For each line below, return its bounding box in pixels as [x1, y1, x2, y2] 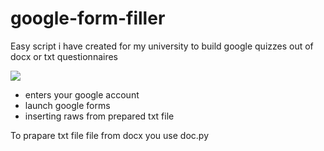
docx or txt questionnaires [10, 50, 118, 62]
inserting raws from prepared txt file [24, 110, 175, 122]
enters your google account [24, 88, 140, 101]
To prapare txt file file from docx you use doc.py [10, 129, 210, 141]
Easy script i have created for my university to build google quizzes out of [10, 40, 314, 52]
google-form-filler [10, 7, 166, 30]
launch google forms [24, 99, 111, 111]
